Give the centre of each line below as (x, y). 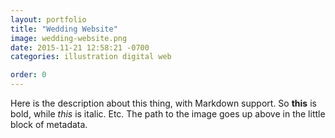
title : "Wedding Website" (64, 29)
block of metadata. (49, 124)
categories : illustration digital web (91, 57)
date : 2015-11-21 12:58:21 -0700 (80, 47)
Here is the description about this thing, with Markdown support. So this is (163, 103)
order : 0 (28, 75)
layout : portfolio (48, 19)
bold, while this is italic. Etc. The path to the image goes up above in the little (168, 114)
